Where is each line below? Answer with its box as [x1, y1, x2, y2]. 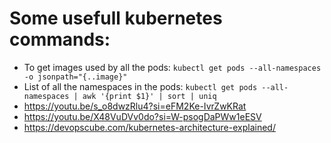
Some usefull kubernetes [9, 7, 223, 30]
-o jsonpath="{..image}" [23, 72, 128, 82]
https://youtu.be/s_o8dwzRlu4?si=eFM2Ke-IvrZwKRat [23, 100, 247, 112]
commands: [9, 28, 111, 51]
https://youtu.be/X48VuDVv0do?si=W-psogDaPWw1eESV [23, 110, 262, 122]
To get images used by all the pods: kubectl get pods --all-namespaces [23, 61, 322, 73]
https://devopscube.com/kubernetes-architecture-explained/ [23, 121, 276, 133]
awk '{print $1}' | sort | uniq [82, 91, 217, 101]
